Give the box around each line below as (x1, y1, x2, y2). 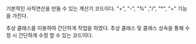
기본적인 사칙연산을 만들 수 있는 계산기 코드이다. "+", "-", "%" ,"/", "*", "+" (6, 5, 177, 12)
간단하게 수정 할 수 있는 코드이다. (18, 32, 94, 39)
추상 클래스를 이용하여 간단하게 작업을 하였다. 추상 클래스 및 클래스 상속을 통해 (6, 25, 184, 31)
